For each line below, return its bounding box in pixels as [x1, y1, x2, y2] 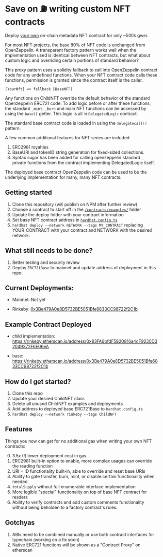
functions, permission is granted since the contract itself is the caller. [5, 77, 143, 83]
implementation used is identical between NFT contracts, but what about [5, 52, 150, 58]
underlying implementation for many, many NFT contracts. [5, 174, 122, 180]
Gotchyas [5, 519, 35, 527]
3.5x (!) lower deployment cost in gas [12, 452, 86, 459]
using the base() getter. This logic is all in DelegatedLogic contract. [5, 111, 138, 116]
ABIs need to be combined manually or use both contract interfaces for [12, 531, 154, 537]
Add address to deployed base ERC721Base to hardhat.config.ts [12, 406, 143, 411]
